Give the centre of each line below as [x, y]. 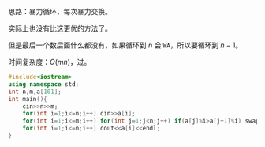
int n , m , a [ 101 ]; [35, 92]
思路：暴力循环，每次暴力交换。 [60, 11]
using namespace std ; [44, 84]
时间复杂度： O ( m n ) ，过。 [50, 62]
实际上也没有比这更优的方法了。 [60, 28]
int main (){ [28, 99]
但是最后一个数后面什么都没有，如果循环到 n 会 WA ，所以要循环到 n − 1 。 [125, 45]
